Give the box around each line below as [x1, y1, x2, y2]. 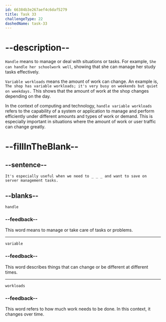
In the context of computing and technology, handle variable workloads [5, 103, 152, 109]
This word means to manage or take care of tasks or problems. [5, 227, 133, 233]
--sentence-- [5, 161, 47, 169]
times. [5, 269, 18, 275]
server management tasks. [5, 178, 58, 183]
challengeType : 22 [5, 16, 43, 21]
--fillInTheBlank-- [5, 141, 79, 152]
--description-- [5, 42, 70, 53]
